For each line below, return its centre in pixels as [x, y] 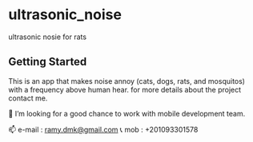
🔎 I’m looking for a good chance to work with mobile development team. [127, 113]
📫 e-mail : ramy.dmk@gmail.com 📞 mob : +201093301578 [103, 129]
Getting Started [48, 62]
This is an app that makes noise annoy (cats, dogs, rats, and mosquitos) [127, 81]
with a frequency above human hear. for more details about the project [125, 89]
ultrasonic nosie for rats [47, 37]
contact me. [28, 98]
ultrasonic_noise [65, 15]
